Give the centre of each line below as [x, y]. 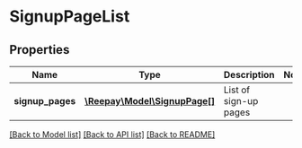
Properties [40, 50]
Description [249, 75]
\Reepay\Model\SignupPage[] [150, 101]
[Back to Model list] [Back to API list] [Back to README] [112, 135]
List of [236, 90]
